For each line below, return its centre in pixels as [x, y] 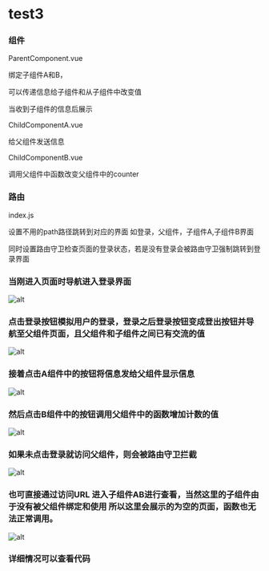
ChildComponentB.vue [46, 158]
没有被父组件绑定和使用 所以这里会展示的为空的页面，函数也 [132, 507]
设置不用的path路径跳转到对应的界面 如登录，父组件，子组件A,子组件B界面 [131, 231]
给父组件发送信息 [36, 142]
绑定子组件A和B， [38, 75]
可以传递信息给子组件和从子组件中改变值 [75, 92]
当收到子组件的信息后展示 [50, 109]
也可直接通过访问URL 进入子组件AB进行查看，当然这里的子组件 [130, 495]
